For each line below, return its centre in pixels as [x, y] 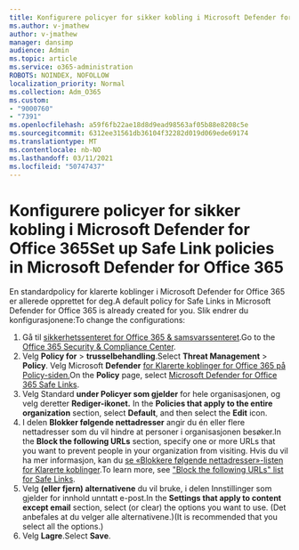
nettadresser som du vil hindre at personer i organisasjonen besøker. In [152, 432]
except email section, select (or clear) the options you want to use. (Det [154, 507]
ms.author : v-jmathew [49, 26]
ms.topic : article [43, 59]
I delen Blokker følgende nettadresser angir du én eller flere [133, 423]
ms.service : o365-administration [71, 68]
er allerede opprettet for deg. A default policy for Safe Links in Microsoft [140, 301]
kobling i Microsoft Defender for [130, 229]
